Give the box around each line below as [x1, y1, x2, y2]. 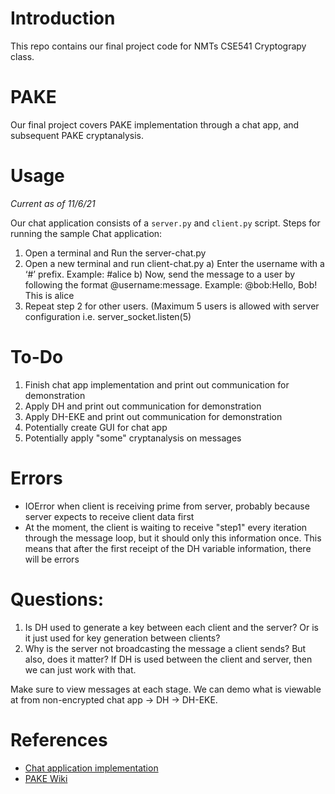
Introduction [10, 7, 116, 30]
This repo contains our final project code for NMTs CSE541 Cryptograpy [10, 40, 307, 52]
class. [10, 50, 35, 62]
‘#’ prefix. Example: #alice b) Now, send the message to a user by [24, 268, 296, 280]
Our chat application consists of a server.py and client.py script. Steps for [10, 217, 321, 229]
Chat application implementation [24, 762, 159, 774]
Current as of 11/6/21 [10, 197, 96, 209]
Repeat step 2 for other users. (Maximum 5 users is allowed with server [24, 300, 320, 312]
